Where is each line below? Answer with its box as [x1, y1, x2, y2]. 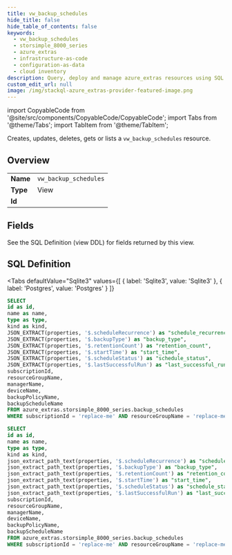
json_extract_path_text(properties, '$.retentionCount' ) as [7, 471, 184, 478]
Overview [7, 154, 50, 166]
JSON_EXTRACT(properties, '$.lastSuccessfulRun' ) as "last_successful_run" [7, 361, 230, 368]
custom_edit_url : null [7, 81, 72, 88]
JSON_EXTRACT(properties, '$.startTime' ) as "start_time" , [7, 348, 181, 356]
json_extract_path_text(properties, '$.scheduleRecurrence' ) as [7, 458, 196, 464]
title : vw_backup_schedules [7, 10, 88, 17]
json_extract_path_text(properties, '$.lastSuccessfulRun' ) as [7, 489, 193, 496]
